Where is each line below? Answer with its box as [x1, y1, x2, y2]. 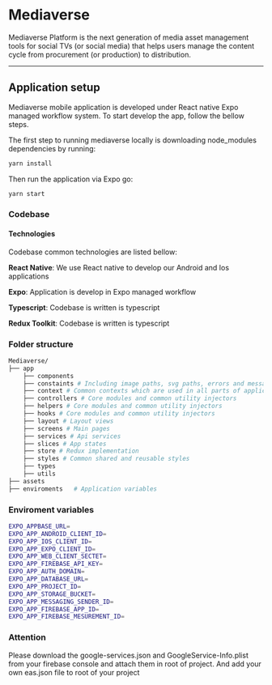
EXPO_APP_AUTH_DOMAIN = [8, 568, 85, 576]
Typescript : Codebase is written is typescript [8, 302, 160, 313]
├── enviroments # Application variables [8, 484, 158, 493]
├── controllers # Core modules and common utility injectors [23, 394, 237, 402]
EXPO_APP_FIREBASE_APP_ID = [8, 605, 100, 613]
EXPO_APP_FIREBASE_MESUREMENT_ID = [8, 613, 125, 621]
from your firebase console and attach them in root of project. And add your [8, 658, 261, 669]
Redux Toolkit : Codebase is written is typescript [8, 318, 170, 328]
